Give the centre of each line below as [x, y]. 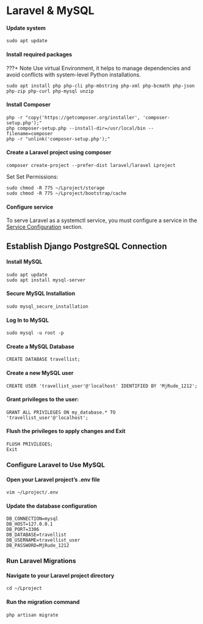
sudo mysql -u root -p [35, 333]
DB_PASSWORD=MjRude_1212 [38, 546]
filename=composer [30, 133]
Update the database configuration [52, 506]
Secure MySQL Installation [41, 294]
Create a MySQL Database [41, 346]
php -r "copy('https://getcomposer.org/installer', [73, 117]
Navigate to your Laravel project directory [60, 575]
